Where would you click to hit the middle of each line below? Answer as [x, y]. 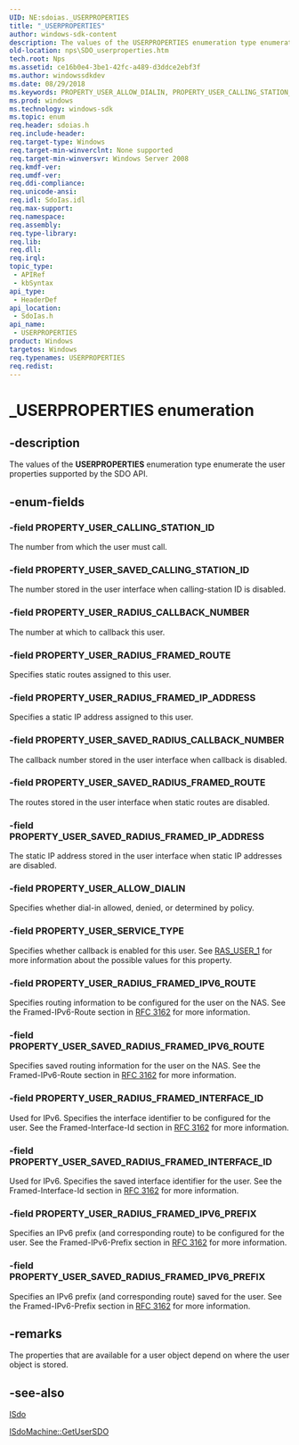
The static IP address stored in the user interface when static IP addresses [146, 856]
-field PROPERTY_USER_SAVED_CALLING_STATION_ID [129, 569]
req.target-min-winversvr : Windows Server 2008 [99, 158]
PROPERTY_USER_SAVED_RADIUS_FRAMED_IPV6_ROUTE [137, 1046]
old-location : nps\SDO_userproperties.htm [89, 51]
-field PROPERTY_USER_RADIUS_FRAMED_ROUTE [120, 655]
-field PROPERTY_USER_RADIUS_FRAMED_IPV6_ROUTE [133, 983]
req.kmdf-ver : [36, 167]
